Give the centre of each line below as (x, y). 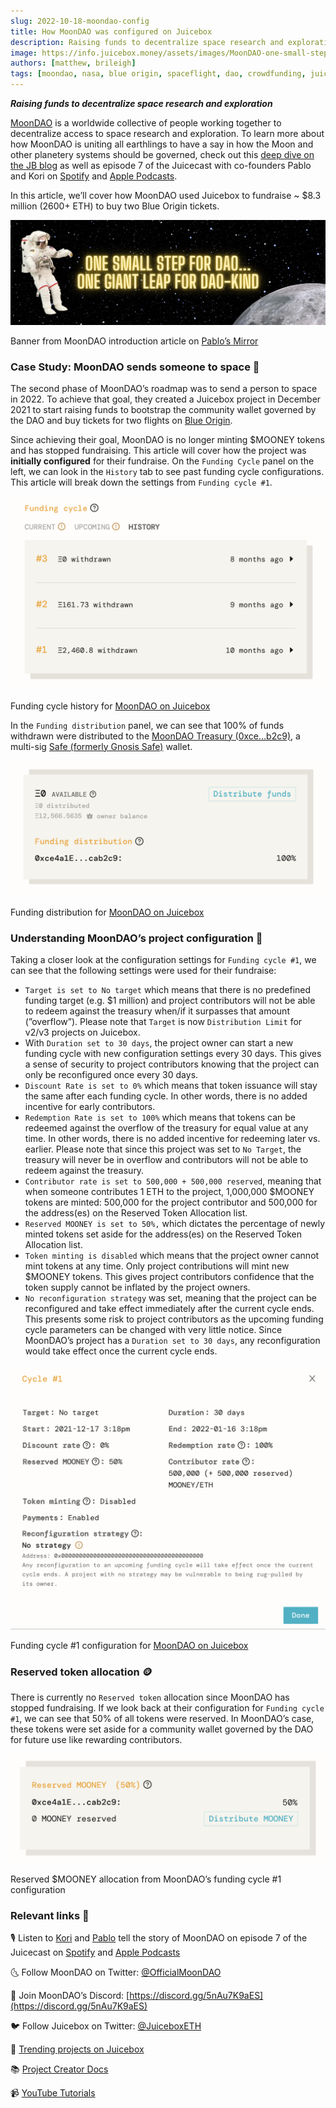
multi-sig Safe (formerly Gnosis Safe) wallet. (101, 746)
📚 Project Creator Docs (59, 2069)
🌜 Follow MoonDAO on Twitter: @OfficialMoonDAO (116, 1972)
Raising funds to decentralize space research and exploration (141, 103)
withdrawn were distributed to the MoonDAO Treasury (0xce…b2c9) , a (155, 736)
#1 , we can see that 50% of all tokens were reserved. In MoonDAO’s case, (162, 1719)
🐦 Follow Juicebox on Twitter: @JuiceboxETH (106, 2026)
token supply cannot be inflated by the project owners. (137, 1287)
